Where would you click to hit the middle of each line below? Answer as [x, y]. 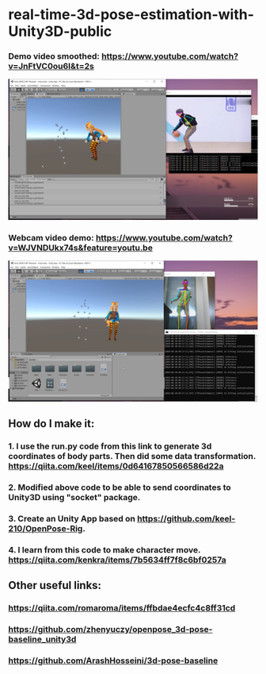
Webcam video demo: [51, 237]
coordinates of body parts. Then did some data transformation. [132, 456]
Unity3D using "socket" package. [74, 498]
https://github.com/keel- [186, 518]
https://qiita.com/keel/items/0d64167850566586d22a [116, 466]
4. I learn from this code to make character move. [104, 549]
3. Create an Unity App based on [72, 518]
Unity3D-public [60, 31]
